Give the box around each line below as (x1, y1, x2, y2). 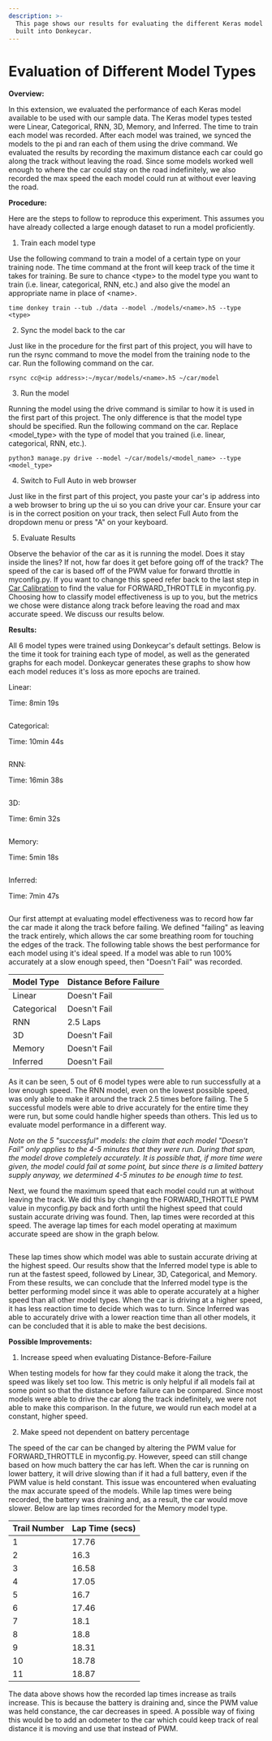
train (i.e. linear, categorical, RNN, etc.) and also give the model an (8, 279, 231, 289)
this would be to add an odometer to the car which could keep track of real (8, 1715, 258, 1725)
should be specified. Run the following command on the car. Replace (8, 422, 239, 431)
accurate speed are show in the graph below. (8, 1229, 160, 1239)
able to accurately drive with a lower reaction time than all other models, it (8, 1313, 256, 1323)
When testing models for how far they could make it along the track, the (8, 1368, 248, 1378)
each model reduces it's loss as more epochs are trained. (8, 667, 201, 677)
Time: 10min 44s (8, 737, 64, 747)
